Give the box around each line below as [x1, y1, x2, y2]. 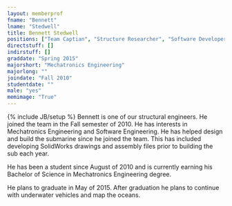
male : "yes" [7, 87, 41, 94]
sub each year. [7, 149, 50, 158]
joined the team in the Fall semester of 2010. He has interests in [7, 120, 188, 128]
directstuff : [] [7, 42, 54, 49]
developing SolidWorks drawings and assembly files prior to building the [7, 142, 213, 150]
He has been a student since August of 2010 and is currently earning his [7, 163, 213, 171]
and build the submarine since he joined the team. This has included [7, 135, 202, 142]
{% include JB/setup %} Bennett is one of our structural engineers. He [7, 113, 208, 121]
